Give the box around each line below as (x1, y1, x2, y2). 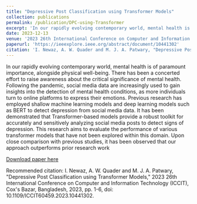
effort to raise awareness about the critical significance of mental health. (6, 75, 182, 82)
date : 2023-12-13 (6, 31, 49, 36)
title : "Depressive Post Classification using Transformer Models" (6, 8, 175, 15)
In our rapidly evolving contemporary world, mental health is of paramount (6, 63, 186, 70)
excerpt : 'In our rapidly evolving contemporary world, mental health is (6, 25, 191, 31)
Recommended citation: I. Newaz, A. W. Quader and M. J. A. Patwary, (6, 167, 174, 174)
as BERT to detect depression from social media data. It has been (6, 106, 164, 113)
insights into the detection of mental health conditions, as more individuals (6, 88, 186, 95)
